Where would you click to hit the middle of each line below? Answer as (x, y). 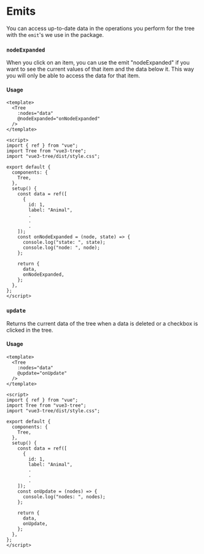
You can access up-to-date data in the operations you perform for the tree (100, 28)
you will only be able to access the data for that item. (73, 76)
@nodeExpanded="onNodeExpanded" (59, 119)
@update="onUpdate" (42, 373)
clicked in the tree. (30, 330)
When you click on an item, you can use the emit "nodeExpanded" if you (98, 63)
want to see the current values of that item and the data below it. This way (100, 69)
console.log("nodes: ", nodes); (64, 497)
